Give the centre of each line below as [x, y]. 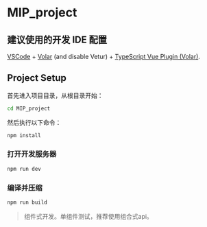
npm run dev [24, 169]
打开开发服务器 [32, 154]
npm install [24, 135]
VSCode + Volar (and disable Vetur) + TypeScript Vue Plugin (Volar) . [104, 57]
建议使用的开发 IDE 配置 [57, 39]
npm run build [27, 203]
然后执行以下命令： [34, 122]
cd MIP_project [29, 108]
